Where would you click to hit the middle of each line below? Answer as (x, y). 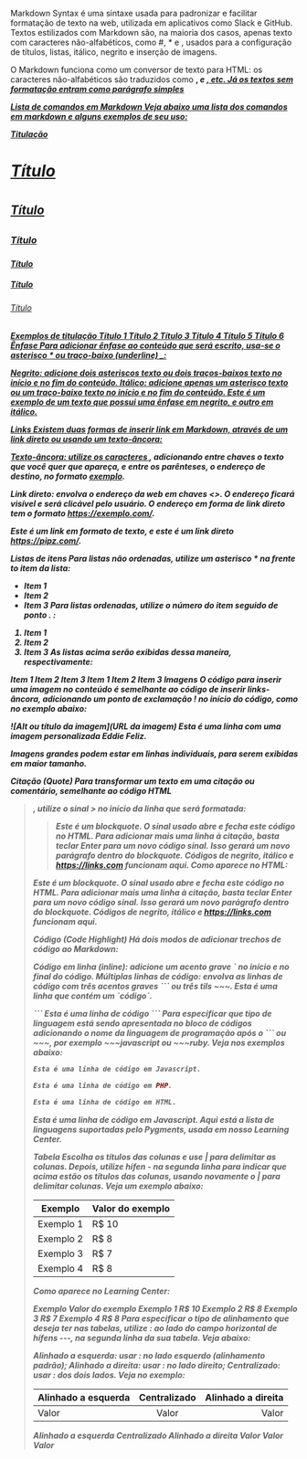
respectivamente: (58, 662)
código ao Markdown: (75, 949)
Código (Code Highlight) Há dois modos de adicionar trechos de (157, 939)
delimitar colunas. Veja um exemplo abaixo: (118, 1186)
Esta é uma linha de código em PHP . (102, 1086)
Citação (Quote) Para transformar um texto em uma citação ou (132, 781)
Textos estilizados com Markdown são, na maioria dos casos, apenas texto (152, 32)
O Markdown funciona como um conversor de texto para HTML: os (137, 69)
